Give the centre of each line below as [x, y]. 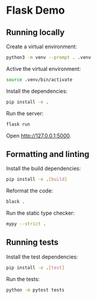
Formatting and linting [48, 154]
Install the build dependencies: [43, 169]
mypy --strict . [26, 224]
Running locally [35, 32]
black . [16, 202]
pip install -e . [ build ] [37, 180]
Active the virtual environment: [43, 68]
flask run [18, 124]
